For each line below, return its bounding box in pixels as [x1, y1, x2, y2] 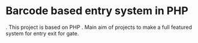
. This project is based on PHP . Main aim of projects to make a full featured [5, 24, 193, 31]
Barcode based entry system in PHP [5, 4, 188, 18]
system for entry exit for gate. [5, 29, 79, 37]
